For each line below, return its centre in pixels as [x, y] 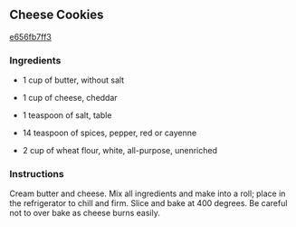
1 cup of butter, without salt [73, 80]
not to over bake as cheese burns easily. [85, 213]
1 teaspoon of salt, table [67, 115]
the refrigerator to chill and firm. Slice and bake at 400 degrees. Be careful [148, 203]
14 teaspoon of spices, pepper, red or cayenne [110, 133]
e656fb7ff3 [30, 36]
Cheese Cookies [57, 15]
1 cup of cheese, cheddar [70, 98]
